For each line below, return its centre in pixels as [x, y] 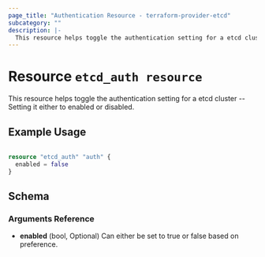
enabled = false [42, 164]
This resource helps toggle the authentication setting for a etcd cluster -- [127, 99]
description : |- [35, 30]
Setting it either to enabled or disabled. [71, 107]
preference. [39, 244]
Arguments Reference [51, 218]
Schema [29, 197]
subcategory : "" [35, 23]
